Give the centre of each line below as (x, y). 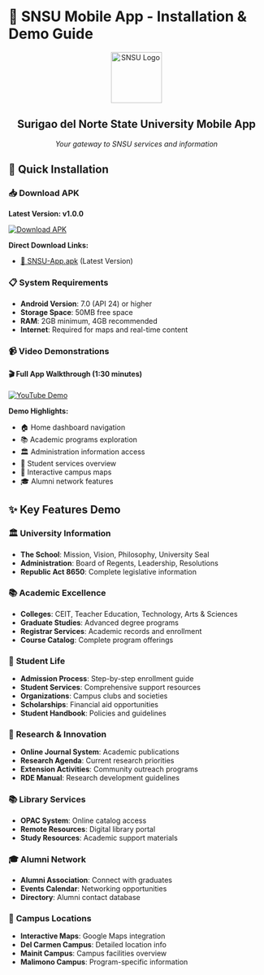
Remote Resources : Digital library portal (88, 829)
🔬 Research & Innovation (58, 734)
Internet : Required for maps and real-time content (104, 330)
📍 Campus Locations (50, 918)
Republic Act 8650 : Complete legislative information (108, 571)
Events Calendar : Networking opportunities (93, 889)
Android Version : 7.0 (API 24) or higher (86, 304)
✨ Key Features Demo (65, 510)
